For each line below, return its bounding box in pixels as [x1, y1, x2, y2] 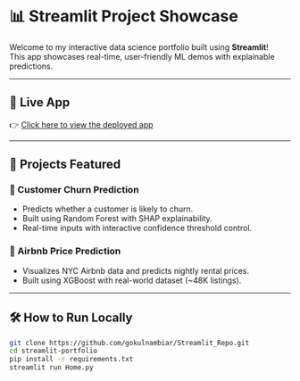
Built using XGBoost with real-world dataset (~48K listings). [21, 275, 242, 286]
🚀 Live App [9, 95, 71, 111]
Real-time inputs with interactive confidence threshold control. [21, 223, 253, 234]
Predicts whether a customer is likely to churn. [21, 203, 194, 214]
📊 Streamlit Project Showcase [9, 6, 238, 27]
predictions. [9, 61, 54, 71]
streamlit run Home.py [9, 363, 94, 372]
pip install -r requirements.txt [9, 355, 134, 364]
